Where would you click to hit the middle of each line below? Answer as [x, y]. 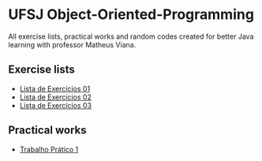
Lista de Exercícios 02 [56, 97]
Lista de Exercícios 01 [55, 88]
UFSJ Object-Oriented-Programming [131, 15]
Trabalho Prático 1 [49, 149]
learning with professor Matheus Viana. [72, 44]
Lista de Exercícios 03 [56, 105]
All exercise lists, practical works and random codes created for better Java [131, 36]
